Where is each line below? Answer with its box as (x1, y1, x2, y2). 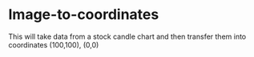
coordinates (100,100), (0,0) (8, 40, 99, 49)
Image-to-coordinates (8, 6, 159, 24)
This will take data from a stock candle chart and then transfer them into (8, 32, 247, 41)
